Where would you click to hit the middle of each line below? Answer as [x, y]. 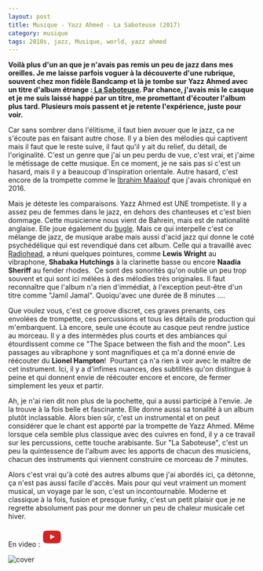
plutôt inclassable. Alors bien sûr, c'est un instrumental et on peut [114, 418]
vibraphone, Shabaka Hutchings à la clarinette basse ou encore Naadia [124, 262]
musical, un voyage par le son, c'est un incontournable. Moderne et [117, 492]
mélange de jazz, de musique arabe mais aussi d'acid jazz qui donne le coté [131, 237]
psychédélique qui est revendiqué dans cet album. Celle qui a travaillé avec [130, 245]
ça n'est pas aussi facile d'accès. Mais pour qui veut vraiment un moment [127, 483]
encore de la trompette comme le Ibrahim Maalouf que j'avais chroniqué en [130, 180]
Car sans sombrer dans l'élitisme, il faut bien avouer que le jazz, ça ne [121, 130]
